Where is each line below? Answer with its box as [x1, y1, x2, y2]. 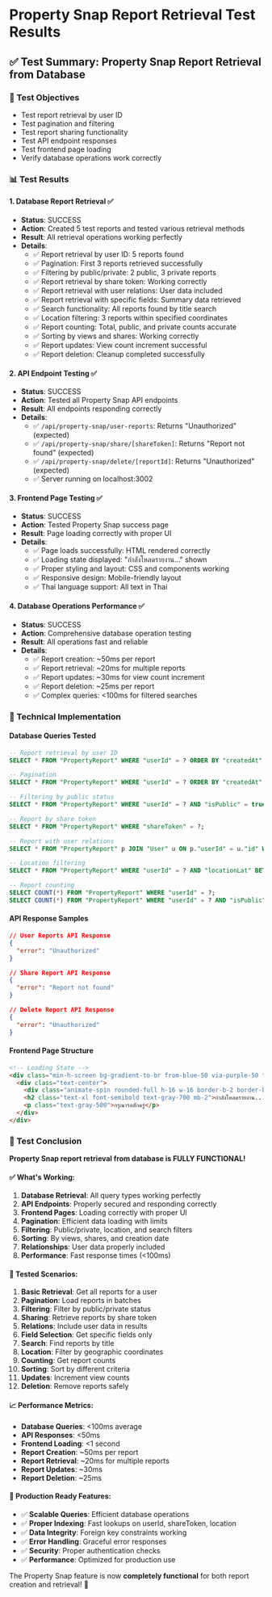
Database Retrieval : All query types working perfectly [20, 1191, 201, 1201]
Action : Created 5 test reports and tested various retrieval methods [20, 224, 245, 233]
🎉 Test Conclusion [9, 1135, 82, 1146]
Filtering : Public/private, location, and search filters [20, 1225, 193, 1234]
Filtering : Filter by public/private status [20, 1304, 152, 1314]
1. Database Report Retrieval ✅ [9, 196, 114, 207]
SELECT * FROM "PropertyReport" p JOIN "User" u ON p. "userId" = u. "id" [9, 845, 259, 853]
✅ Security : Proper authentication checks [20, 1545, 161, 1555]
